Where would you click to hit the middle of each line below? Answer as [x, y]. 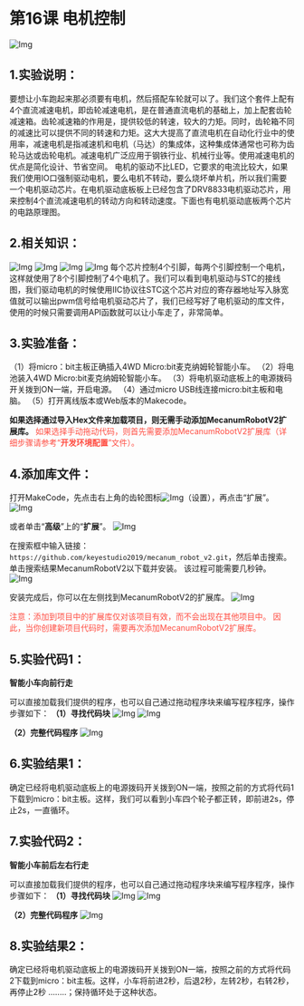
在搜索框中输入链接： [49, 546]
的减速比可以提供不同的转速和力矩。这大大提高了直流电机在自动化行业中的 [148, 132]
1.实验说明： [44, 75]
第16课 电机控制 [67, 19]
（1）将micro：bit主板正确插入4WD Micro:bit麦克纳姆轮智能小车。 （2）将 [148, 367]
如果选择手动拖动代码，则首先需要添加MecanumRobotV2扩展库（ [157, 431]
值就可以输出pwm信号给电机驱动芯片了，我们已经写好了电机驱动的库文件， [149, 301]
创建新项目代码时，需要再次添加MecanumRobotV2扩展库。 [151, 628]
